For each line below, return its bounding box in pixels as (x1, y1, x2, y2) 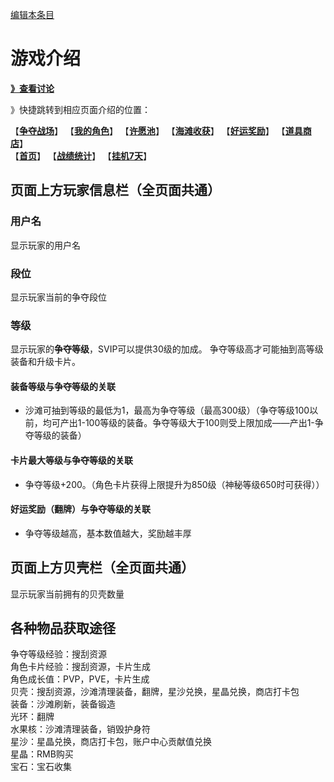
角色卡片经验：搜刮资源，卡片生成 (10, 661, 151, 673)
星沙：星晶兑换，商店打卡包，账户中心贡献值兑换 (10, 736, 212, 748)
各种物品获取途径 (10, 620, 116, 637)
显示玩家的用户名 (10, 239, 81, 251)
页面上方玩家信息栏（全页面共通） (10, 182, 221, 199)
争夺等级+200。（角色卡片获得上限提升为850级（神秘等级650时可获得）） (24, 478, 325, 490)
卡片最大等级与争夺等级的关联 (10, 454, 133, 467)
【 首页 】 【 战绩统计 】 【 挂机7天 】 (10, 149, 153, 162)
